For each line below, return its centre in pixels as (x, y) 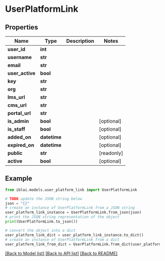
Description (80, 41)
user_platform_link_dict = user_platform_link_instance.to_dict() (74, 235)
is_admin (18, 121)
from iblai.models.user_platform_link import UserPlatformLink (71, 190)
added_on (19, 137)
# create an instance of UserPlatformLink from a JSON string (70, 208)
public (15, 153)
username (20, 57)
